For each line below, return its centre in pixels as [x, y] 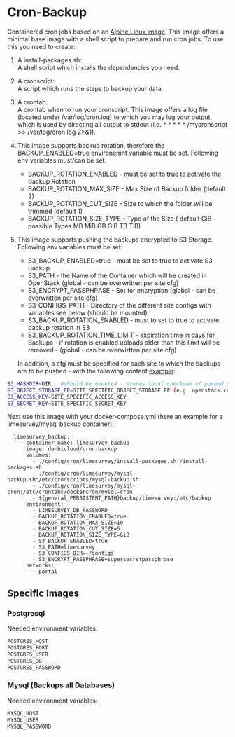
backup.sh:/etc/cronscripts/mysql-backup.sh [73, 480]
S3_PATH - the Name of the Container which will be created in [117, 275]
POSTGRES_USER [28, 654]
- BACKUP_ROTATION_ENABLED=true [80, 517]
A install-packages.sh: [50, 60]
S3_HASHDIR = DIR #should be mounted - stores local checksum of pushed [115, 384]
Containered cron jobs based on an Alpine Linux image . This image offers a [116, 32]
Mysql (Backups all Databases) [61, 685]
